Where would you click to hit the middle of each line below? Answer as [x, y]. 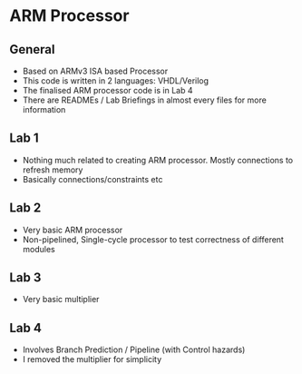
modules [39, 249]
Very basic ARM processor [73, 230]
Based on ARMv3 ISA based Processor [95, 71]
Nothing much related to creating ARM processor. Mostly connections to [157, 160]
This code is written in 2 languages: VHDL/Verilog [116, 81]
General [33, 49]
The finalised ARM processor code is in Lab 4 [107, 90]
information [44, 109]
